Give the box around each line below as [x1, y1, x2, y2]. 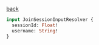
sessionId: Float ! [12, 22, 59, 28]
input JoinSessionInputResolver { [6, 17, 94, 23]
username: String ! [12, 28, 59, 34]
